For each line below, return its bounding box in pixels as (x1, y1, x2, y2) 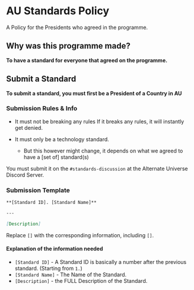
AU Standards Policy (6, 4, 110, 18)
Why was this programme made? (6, 41, 131, 51)
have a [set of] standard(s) (23, 153, 89, 161)
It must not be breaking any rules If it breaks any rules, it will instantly (14, 117, 185, 125)
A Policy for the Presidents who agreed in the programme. (6, 24, 148, 31)
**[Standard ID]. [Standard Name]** (6, 200, 97, 206)
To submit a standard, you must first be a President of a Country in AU (6, 90, 182, 97)
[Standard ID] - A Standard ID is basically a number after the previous (14, 258, 187, 265)
